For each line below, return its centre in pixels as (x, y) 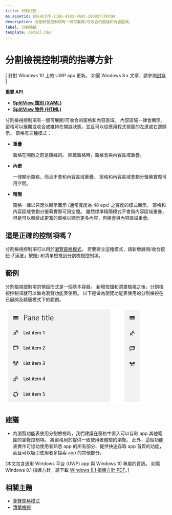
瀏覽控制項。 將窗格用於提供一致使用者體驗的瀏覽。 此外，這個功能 (93, 439)
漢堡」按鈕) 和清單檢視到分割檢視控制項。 (59, 255)
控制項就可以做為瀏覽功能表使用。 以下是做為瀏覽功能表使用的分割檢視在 (87, 293)
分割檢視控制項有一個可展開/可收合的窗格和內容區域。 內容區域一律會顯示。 (85, 120)
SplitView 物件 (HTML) (37, 109)
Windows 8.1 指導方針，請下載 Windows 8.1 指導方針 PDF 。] (67, 470)
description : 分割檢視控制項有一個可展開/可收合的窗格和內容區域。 (69, 22)
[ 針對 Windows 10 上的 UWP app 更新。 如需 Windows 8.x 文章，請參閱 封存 (86, 76)
